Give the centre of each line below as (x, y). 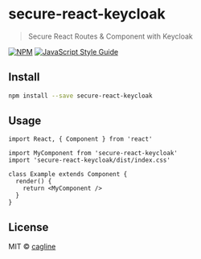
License (29, 227)
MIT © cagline (32, 247)
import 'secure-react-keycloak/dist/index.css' (90, 160)
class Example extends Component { (68, 175)
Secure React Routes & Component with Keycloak (110, 36)
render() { (34, 182)
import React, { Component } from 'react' (80, 139)
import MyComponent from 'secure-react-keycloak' (93, 154)
